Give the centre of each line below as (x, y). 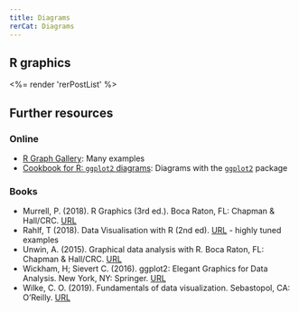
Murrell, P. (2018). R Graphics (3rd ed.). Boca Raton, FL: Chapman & (149, 211)
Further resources (61, 113)
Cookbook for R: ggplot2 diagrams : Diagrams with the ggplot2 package (155, 168)
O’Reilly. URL (46, 298)
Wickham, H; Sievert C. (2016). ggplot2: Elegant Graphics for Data (145, 269)
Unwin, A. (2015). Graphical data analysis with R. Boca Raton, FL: (143, 250)
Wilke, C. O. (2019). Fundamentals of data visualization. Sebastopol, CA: (156, 288)
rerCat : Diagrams (42, 26)
